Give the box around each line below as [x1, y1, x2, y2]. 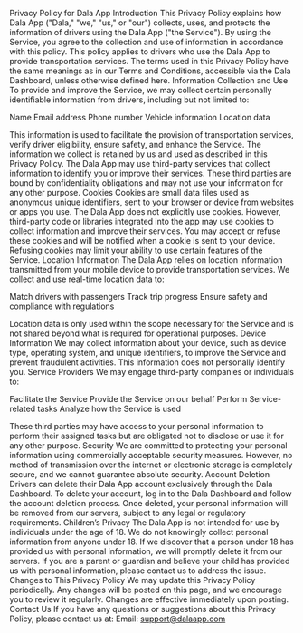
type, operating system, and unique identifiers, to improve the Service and [9, 348, 287, 358]
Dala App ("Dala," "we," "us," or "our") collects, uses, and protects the [9, 17, 270, 28]
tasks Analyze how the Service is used [37, 403, 182, 414]
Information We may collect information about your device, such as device [9, 338, 287, 348]
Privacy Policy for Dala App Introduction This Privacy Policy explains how [9, 8, 282, 18]
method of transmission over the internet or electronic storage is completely [9, 459, 293, 470]
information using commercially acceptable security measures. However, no [9, 450, 293, 460]
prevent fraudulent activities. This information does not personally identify [9, 357, 286, 368]
